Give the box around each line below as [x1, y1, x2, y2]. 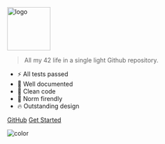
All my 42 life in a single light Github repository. [23, 56, 159, 64]
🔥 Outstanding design [17, 102, 79, 110]
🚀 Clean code [17, 87, 57, 96]
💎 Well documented [17, 80, 74, 88]
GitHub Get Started [7, 116, 61, 124]
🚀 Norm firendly [17, 95, 63, 102]
